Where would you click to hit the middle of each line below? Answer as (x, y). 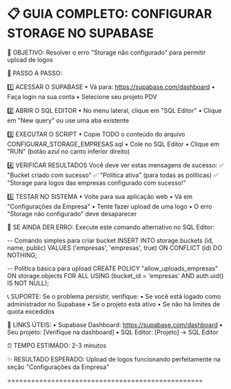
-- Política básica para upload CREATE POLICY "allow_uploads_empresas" (113, 268)
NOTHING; (22, 255)
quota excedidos (31, 311)
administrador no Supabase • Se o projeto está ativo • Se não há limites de (114, 304)
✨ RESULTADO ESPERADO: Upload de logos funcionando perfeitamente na (114, 359)
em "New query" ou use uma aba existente (68, 120)
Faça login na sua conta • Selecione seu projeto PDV (82, 96)
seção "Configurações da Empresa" (58, 367)
